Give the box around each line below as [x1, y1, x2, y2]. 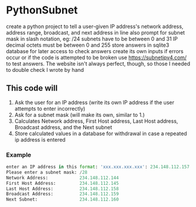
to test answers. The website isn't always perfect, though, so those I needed [6, 60, 190, 67]
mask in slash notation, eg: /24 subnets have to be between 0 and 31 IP [6, 35, 178, 42]
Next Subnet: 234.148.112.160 [6, 196, 119, 202]
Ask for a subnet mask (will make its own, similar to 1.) [14, 111, 145, 118]
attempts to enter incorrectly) [14, 105, 86, 112]
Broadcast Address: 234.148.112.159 [6, 191, 119, 197]
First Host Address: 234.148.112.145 [6, 180, 119, 186]
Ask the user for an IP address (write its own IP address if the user [14, 99, 174, 106]
